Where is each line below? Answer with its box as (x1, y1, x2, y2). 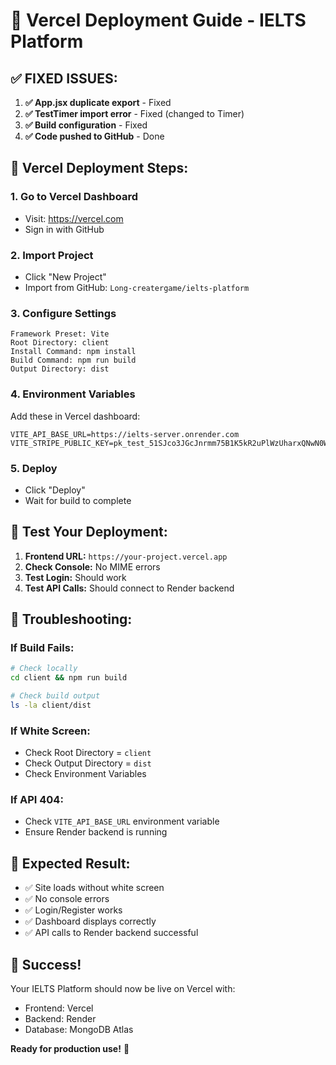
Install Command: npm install (10, 347, 137, 357)
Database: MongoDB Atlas (24, 1024, 134, 1036)
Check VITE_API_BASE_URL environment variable (24, 815, 220, 828)
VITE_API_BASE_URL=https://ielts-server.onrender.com (10, 429, 240, 439)
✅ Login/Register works (24, 904, 123, 916)
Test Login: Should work (24, 571, 127, 583)
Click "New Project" (24, 270, 107, 283)
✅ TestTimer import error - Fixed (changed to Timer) (24, 108, 245, 119)
